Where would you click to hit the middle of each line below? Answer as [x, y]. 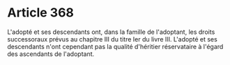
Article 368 [41, 13]
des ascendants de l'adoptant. [51, 54]
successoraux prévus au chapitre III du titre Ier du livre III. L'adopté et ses [112, 39]
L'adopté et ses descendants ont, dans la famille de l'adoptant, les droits [111, 32]
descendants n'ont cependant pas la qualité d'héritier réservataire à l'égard [115, 46]
